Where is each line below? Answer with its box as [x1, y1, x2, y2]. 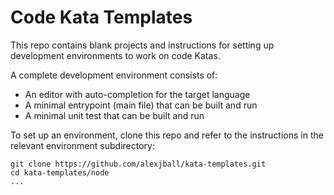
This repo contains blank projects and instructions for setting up [10, 39, 275, 51]
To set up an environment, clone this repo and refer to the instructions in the [10, 129, 324, 141]
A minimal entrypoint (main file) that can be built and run [24, 99, 258, 111]
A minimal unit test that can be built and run [24, 109, 205, 121]
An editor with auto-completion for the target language [24, 88, 251, 100]
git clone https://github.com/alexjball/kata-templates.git [10, 159, 267, 169]
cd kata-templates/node [10, 167, 110, 178]
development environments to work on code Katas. [10, 49, 221, 61]
